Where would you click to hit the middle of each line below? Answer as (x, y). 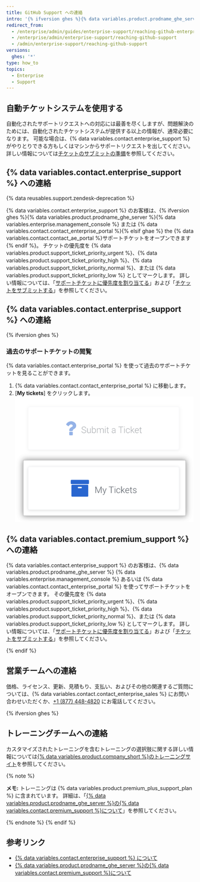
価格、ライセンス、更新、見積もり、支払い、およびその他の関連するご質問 (97, 686)
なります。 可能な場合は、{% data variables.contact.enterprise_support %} (98, 139)
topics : (16, 69)
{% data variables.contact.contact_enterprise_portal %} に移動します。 (102, 385)
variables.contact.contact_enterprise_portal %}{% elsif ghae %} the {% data (100, 231)
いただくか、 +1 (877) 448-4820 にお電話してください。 (90, 701)
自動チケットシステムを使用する (65, 108)
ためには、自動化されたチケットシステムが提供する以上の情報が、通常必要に (100, 131)
